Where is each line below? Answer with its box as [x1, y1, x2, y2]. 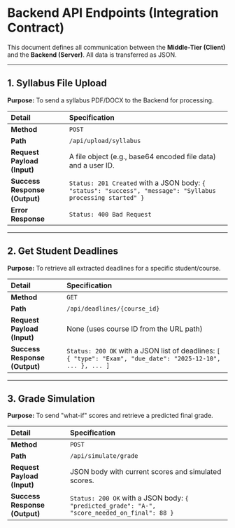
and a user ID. [69, 160, 115, 170]
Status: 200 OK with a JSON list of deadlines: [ [66, 346, 221, 356]
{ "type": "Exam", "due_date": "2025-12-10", [66, 354, 221, 363]
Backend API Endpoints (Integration [7, 5, 219, 21]
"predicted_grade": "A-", [69, 502, 156, 510]
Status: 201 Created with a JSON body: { [69, 177, 206, 187]
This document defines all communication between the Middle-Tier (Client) [7, 43, 226, 51]
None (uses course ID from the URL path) [66, 324, 203, 334]
